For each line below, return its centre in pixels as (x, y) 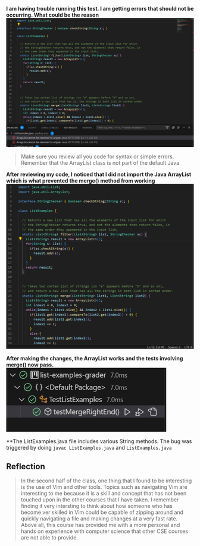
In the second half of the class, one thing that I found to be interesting (106, 481)
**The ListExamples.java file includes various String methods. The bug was (99, 441)
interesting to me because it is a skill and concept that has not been (104, 494)
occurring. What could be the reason (53, 15)
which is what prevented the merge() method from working (81, 180)
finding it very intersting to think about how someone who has (96, 506)
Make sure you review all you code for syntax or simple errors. (97, 156)
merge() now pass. (30, 365)
